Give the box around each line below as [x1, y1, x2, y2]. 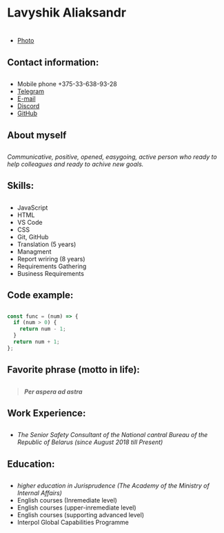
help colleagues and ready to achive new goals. [7, 160, 144, 168]
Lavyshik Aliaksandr [7, 5, 126, 21]
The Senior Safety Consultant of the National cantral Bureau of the [17, 431, 208, 439]
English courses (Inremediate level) [17, 496, 117, 505]
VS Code [17, 218, 43, 226]
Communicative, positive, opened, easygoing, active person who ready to [7, 152, 217, 161]
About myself [7, 129, 67, 141]
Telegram [17, 88, 45, 96]
